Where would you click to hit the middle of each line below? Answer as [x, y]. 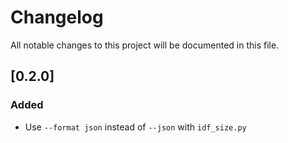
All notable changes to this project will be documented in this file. [145, 45]
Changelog [57, 17]
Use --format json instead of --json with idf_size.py [135, 127]
